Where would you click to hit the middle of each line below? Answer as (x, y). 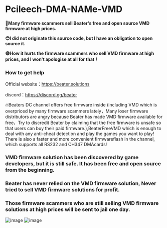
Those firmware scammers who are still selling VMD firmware (82, 203)
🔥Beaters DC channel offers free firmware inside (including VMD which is (81, 105)
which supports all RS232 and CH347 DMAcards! (56, 145)
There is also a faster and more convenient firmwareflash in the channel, (80, 139)
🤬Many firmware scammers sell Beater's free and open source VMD (77, 23)
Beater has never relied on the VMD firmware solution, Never (81, 183)
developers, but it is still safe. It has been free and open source (83, 164)
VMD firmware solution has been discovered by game (72, 158)
